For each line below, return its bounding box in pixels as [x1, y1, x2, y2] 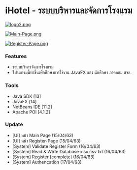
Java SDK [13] [12, 93, 41, 99]
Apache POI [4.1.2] [12, 109, 50, 115]
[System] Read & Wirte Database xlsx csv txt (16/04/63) [12, 148, 126, 154]
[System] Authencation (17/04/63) [12, 159, 82, 165]
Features [5, 53, 27, 59]
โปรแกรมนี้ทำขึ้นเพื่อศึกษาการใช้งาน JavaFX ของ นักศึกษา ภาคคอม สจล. [12, 69, 132, 76]
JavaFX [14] [12, 98, 37, 104]
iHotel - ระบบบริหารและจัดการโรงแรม [5, 5, 133, 16]
